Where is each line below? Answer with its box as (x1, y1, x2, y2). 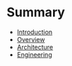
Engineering (16, 50, 52, 59)
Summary (6, 4, 65, 21)
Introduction (16, 28, 53, 36)
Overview (16, 35, 45, 43)
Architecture (16, 43, 54, 51)
